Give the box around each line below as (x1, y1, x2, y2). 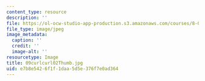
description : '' (6, 15, 48, 21)
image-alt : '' (12, 49, 48, 55)
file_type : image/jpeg (6, 26, 64, 32)
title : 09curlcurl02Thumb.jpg (6, 60, 84, 66)
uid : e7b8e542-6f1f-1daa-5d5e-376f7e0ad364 (6, 65, 119, 72)
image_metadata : (6, 32, 48, 38)
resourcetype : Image (6, 54, 59, 60)
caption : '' (12, 37, 43, 43)
